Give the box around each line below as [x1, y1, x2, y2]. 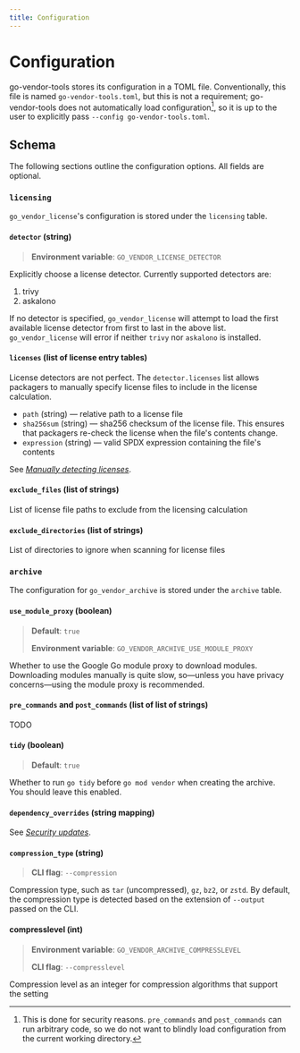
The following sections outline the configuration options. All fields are [9, 161, 265, 172]
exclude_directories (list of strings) [9, 524, 144, 535]
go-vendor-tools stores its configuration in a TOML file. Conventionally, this [9, 81, 287, 92]
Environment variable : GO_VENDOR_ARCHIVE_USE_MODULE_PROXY [30, 642, 254, 653]
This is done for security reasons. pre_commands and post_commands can [21, 1014, 282, 1024]
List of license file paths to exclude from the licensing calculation [9, 504, 248, 514]
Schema [9, 137, 56, 152]
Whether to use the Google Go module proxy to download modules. [9, 659, 258, 671]
